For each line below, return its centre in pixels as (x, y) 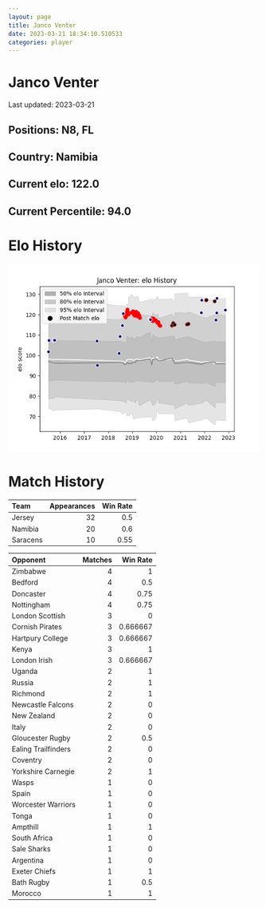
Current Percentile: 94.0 (70, 211)
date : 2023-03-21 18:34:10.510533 (66, 34)
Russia (23, 682)
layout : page (30, 17)
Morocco (26, 894)
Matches (98, 560)
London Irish (32, 660)
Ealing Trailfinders (41, 749)
